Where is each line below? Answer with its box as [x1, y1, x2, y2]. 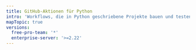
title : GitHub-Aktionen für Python [6, 8, 93, 14]
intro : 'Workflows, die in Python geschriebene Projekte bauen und [6, 14, 174, 20]
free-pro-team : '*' [11, 30, 59, 36]
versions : [6, 24, 30, 30]
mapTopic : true [6, 19, 43, 25]
